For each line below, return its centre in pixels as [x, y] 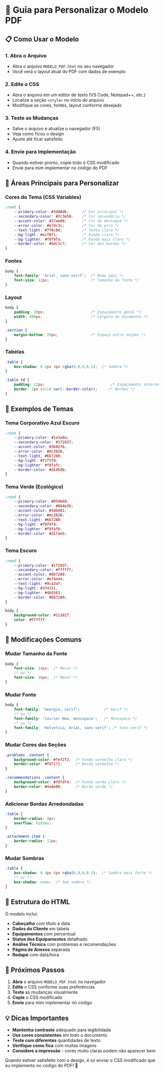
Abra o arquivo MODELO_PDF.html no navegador [59, 982]
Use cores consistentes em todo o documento [60, 1035]
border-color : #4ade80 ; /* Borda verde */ [63, 787]
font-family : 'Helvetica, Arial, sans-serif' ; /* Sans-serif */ [81, 728]
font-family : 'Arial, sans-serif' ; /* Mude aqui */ [69, 276]
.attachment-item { [25, 836]
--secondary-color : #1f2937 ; [44, 442]
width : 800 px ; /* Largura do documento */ [81, 317]
